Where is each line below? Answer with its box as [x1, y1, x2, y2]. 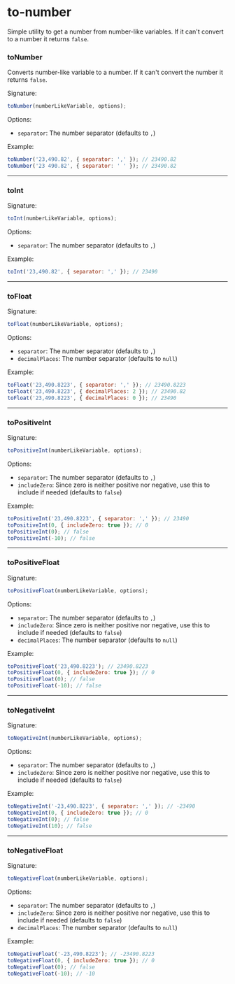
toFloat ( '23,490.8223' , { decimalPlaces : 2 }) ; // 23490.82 [7, 387, 187, 395]
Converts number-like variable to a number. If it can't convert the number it [7, 68, 224, 77]
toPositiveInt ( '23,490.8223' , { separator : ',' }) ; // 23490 [7, 515, 190, 522]
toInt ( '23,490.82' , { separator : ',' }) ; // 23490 [7, 269, 158, 276]
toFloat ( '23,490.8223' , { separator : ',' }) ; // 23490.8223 [7, 382, 187, 389]
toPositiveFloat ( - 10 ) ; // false [7, 683, 101, 690]
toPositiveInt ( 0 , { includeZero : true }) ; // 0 [7, 522, 149, 529]
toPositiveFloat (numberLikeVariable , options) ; [7, 587, 149, 594]
